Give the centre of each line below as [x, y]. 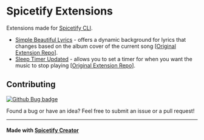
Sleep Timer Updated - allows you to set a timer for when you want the [104, 59]
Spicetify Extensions [60, 11]
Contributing [31, 85]
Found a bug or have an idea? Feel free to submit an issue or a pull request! [100, 111]
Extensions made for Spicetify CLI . [49, 28]
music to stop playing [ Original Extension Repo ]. [75, 65]
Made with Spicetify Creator [42, 130]
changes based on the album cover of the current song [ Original [95, 46]
